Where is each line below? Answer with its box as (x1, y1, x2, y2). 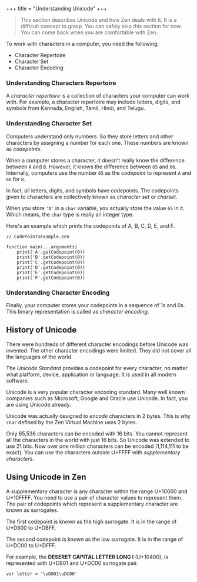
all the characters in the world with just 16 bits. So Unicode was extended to (6, 436, 190, 443)
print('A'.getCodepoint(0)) (16, 249, 85, 255)
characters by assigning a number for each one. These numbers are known (6, 139, 189, 146)
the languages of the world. (6, 353, 73, 360)
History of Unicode (6, 325, 77, 335)
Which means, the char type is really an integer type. (6, 211, 134, 218)
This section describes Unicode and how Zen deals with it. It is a (20, 16, 177, 23)
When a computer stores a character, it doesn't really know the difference (6, 157, 185, 164)
